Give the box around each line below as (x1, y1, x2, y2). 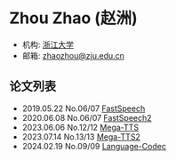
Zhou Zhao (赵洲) (9, 8, 138, 28)
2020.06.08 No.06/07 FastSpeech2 (21, 112, 153, 123)
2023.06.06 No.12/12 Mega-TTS (21, 122, 140, 132)
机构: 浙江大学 (21, 39, 74, 50)
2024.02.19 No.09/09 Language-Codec (21, 140, 167, 151)
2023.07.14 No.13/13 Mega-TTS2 (21, 131, 140, 142)
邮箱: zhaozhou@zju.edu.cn (21, 50, 124, 60)
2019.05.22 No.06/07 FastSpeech (21, 103, 146, 114)
